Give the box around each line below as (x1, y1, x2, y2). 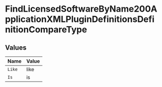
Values (5, 43, 27, 52)
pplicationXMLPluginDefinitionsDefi (5, 14, 155, 25)
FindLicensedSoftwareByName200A (5, 3, 158, 15)
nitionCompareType (5, 24, 87, 35)
